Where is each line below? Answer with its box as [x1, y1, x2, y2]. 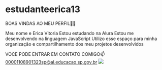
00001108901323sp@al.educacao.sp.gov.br [5, 59, 98, 65]
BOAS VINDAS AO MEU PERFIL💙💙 [5, 20, 76, 26]
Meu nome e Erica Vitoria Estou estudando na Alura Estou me [5, 30, 134, 36]
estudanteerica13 [5, 4, 80, 15]
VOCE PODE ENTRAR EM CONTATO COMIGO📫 [5, 51, 105, 57]
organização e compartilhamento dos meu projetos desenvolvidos [5, 41, 144, 47]
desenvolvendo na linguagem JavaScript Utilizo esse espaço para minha [5, 36, 157, 42]
